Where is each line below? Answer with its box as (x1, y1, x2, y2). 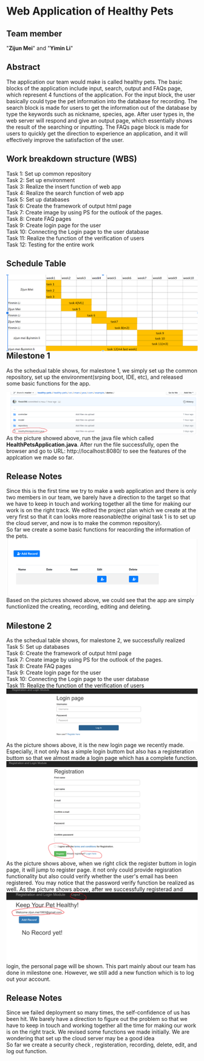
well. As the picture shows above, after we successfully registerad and (6, 885, 183, 893)
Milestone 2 (6, 620, 52, 631)
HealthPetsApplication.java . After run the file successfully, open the (6, 441, 179, 448)
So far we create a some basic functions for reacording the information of (6, 526, 191, 534)
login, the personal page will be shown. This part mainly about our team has (6, 962, 196, 969)
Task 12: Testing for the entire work (6, 241, 94, 248)
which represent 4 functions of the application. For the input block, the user (6, 91, 195, 98)
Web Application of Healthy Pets (6, 4, 174, 18)
